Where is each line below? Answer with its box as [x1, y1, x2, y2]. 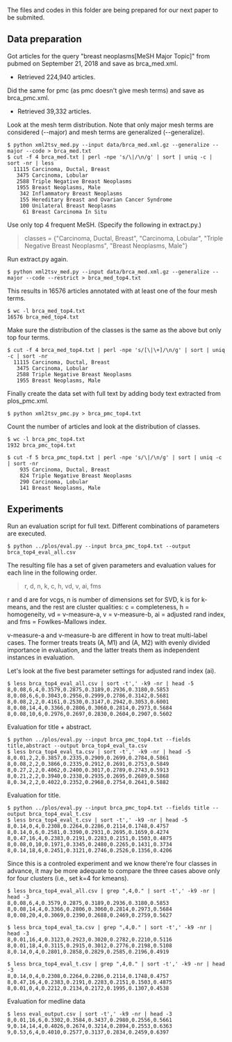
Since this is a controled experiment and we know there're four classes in [7, 859, 217, 867]
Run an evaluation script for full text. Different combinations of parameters [7, 522, 220, 530]
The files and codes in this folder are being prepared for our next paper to [7, 6, 219, 14]
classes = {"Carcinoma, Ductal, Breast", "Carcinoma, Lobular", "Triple [24, 234, 224, 242]
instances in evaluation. [7, 653, 75, 662]
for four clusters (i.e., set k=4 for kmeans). [7, 874, 129, 882]
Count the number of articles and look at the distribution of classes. [7, 422, 201, 431]
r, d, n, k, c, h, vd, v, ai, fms [24, 582, 102, 590]
